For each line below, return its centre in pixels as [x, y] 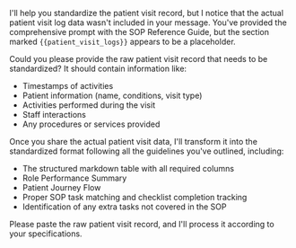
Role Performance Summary [74, 178]
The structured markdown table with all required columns [128, 168]
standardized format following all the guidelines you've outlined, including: [147, 151]
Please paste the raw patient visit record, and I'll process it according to [142, 224]
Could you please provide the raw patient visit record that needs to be [139, 59]
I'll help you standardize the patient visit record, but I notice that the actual [147, 13]
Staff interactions [54, 115]
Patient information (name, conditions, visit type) [112, 95]
